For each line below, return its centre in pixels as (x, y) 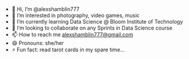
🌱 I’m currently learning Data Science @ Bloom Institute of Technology (97, 22)
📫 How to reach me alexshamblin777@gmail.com (72, 35)
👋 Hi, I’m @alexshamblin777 (45, 9)
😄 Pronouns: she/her (38, 43)
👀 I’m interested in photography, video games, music (76, 15)
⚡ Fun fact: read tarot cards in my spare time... (68, 50)
